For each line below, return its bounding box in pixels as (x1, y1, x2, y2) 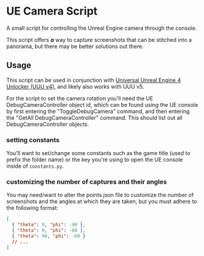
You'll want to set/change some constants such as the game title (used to (6, 150, 191, 157)
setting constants (6, 136, 60, 144)
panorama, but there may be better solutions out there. (6, 43, 144, 50)
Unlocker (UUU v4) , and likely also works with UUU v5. (6, 83, 144, 90)
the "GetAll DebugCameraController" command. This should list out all (6, 114, 183, 121)
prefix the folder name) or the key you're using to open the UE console (6, 156, 183, 164)
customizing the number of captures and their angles (6, 178, 167, 186)
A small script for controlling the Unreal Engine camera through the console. (6, 24, 197, 32)
